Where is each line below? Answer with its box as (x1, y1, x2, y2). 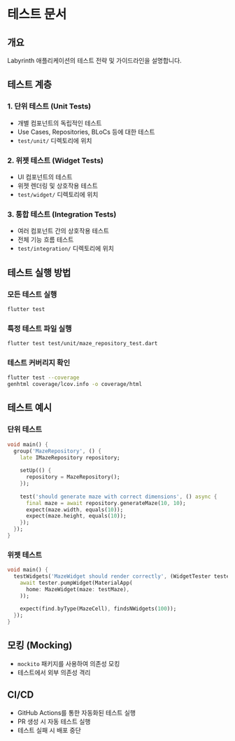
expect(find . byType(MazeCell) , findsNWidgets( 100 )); (20, 605, 177, 613)
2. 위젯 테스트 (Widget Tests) (7, 155, 104, 165)
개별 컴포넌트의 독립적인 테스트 (17, 118, 102, 127)
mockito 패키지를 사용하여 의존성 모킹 (17, 659, 120, 667)
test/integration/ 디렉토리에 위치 (17, 244, 114, 253)
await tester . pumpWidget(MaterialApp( (20, 579, 133, 586)
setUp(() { (20, 467, 52, 474)
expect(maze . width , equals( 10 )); (25, 506, 124, 513)
